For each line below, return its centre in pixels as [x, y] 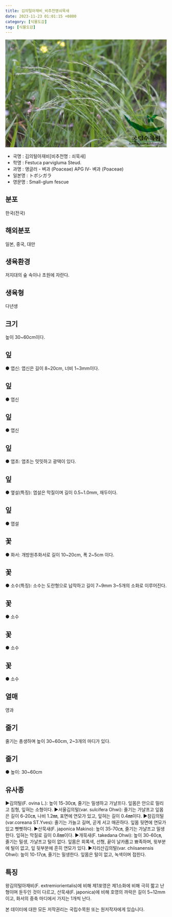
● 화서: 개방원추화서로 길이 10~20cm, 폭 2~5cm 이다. [60, 555]
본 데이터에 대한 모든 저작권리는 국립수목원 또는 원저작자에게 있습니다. [75, 909]
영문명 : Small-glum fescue [41, 182]
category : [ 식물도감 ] [26, 22]
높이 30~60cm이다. [25, 337]
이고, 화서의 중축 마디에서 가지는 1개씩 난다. [49, 898]
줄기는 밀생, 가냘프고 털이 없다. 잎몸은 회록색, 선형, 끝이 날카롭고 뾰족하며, [79, 842]
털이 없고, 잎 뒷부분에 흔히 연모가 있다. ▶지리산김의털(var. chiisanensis [82, 848]
